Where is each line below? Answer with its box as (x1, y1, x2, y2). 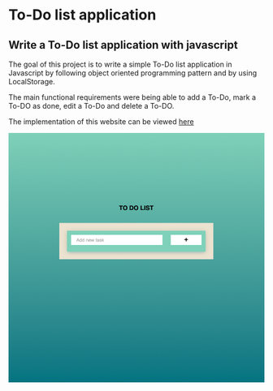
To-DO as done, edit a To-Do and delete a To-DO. (8, 101, 175, 110)
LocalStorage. (8, 77, 55, 86)
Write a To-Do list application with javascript (8, 38, 238, 52)
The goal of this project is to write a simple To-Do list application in (8, 59, 233, 69)
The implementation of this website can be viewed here (8, 117, 194, 127)
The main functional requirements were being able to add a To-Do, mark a (8, 92, 257, 102)
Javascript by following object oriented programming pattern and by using (8, 68, 258, 78)
